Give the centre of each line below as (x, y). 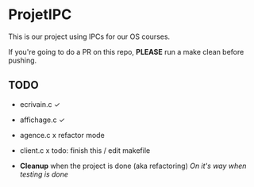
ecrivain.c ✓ (40, 104)
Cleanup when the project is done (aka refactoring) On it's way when (133, 166)
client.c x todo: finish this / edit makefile (85, 150)
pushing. (23, 60)
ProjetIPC (40, 15)
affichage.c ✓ (42, 120)
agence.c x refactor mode (62, 135)
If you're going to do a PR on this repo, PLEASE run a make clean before (126, 52)
